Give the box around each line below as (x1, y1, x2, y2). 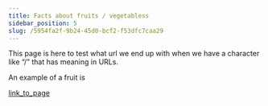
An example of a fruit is (8, 73, 86, 83)
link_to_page (8, 88, 51, 98)
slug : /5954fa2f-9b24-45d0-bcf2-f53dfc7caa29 (8, 26, 163, 35)
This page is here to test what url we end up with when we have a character (8, 49, 260, 59)
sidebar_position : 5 (8, 19, 78, 27)
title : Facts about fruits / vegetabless (8, 11, 150, 20)
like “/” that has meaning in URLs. (8, 57, 119, 67)
